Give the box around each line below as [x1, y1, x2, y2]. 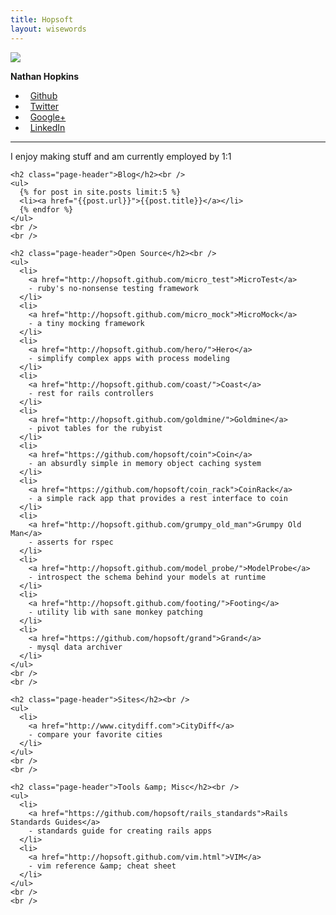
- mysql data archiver [28, 642, 123, 652]
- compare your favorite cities [28, 729, 163, 740]
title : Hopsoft [10, 14, 74, 25]
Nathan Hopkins [10, 70, 80, 82]
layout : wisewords [10, 24, 87, 34]
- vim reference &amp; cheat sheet [28, 861, 177, 871]
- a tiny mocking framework [28, 318, 145, 328]
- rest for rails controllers [28, 388, 155, 398]
